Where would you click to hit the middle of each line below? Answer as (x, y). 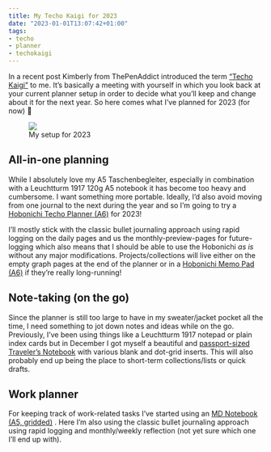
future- (241, 238)
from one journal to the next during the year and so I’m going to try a (123, 205)
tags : (17, 31)
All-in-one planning (59, 160)
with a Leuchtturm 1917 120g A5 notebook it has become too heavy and (127, 188)
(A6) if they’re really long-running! (65, 272)
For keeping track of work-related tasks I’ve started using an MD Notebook (133, 414)
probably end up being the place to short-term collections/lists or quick (127, 360)
